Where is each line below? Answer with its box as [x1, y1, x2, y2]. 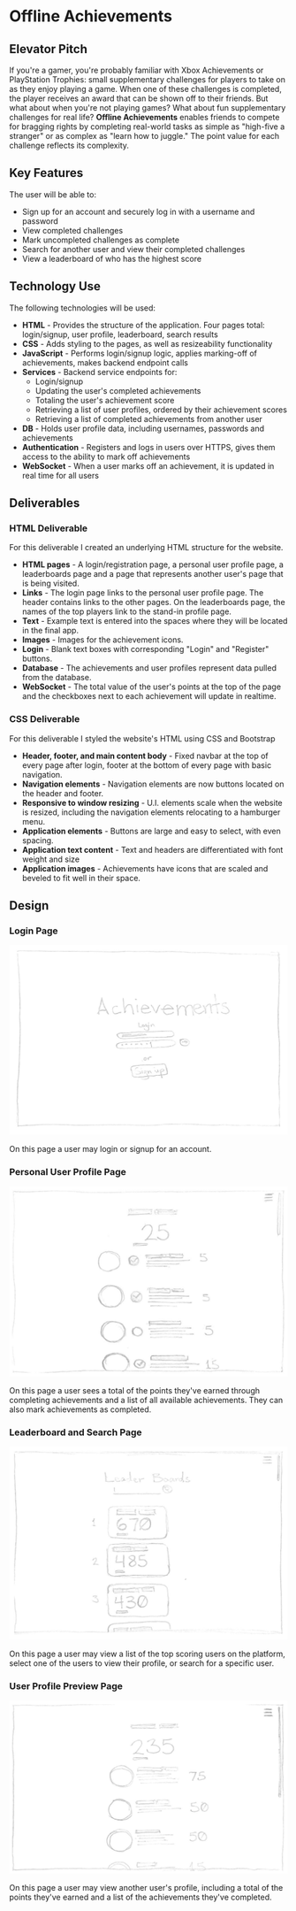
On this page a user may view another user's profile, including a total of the [9, 1883, 284, 1893]
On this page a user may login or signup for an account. [9, 1144, 212, 1155]
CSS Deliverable [9, 713, 80, 725]
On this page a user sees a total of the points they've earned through [9, 1385, 261, 1396]
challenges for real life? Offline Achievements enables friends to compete [9, 112, 280, 122]
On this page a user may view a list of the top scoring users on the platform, [9, 1648, 285, 1660]
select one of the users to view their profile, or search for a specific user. [9, 1658, 275, 1669]
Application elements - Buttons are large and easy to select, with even [21, 825, 281, 836]
